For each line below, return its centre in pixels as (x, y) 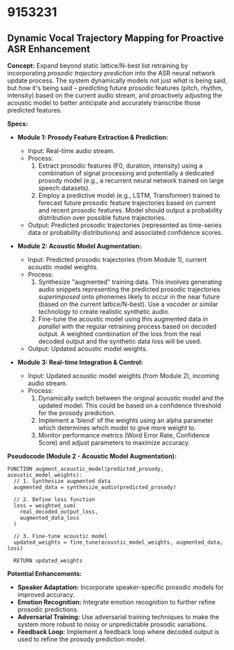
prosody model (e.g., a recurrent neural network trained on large (131, 180)
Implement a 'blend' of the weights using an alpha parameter (126, 420)
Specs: (18, 124)
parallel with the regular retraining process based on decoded (127, 326)
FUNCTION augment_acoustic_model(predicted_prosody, (86, 469)
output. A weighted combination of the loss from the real (119, 334)
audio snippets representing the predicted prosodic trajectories (129, 289)
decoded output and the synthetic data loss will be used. (120, 341)
